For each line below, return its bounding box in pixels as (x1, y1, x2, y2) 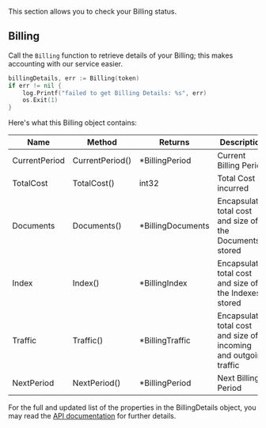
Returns (158, 137, 190, 148)
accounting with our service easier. (8, 59, 123, 68)
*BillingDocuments (139, 221, 210, 232)
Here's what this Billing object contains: (8, 118, 137, 127)
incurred (217, 183, 249, 194)
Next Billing (217, 373, 260, 384)
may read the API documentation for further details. (8, 411, 177, 421)
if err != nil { (8, 81, 62, 89)
